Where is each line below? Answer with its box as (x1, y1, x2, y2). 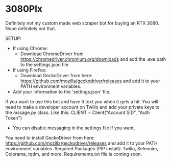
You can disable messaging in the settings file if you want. (12, 125, 135, 131)
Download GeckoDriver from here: (20, 72, 93, 78)
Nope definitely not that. (5, 25, 56, 31)
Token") (5, 114, 22, 121)
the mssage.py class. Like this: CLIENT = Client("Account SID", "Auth (5, 109, 150, 115)
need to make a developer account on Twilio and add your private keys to (5, 104, 160, 110)
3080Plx (5, 3, 43, 15)
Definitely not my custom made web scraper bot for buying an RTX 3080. (5, 20, 160, 26)
